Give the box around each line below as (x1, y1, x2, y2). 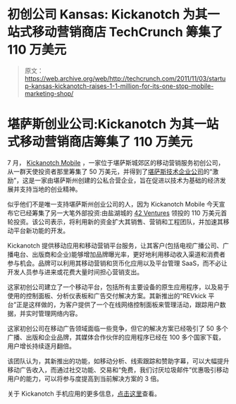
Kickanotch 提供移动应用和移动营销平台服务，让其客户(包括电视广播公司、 (7, 241, 223, 250)
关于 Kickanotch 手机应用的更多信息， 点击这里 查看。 (7, 389, 161, 398)
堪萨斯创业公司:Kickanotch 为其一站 (7, 116, 219, 133)
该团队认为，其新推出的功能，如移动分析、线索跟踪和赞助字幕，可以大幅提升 (7, 357, 230, 365)
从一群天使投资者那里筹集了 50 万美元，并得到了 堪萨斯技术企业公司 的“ (7, 167, 213, 176)
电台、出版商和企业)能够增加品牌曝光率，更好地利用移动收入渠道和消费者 (13, 250, 226, 258)
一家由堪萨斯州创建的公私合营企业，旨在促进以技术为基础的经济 (35, 176, 221, 184)
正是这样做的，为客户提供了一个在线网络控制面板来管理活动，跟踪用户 (16, 300, 221, 309)
